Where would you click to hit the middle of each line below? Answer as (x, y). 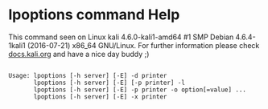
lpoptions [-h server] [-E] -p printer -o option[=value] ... (140, 90)
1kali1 (17, 45)
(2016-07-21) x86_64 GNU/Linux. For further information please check (143, 45)
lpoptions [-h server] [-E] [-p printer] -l (109, 83)
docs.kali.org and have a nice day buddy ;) (79, 54)
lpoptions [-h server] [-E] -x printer (100, 97)
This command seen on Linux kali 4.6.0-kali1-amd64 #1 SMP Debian (121, 37)
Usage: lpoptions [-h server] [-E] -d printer (88, 75)
